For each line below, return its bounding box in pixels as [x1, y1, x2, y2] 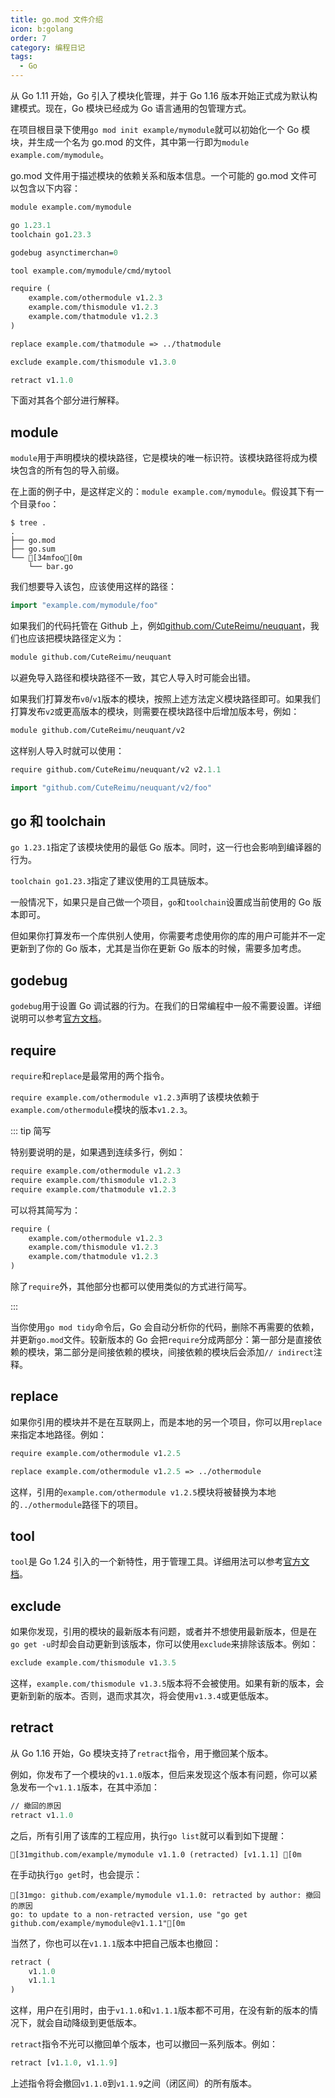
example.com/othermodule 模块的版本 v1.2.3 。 [10, 1104, 193, 1115]
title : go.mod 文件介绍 [10, 14, 103, 25]
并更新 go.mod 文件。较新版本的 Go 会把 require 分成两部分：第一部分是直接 [10, 1334, 313, 1345]
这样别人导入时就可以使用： [10, 744, 125, 756]
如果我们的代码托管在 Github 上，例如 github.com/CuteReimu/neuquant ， [10, 620, 311, 632]
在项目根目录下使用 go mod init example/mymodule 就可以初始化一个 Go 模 [10, 124, 311, 135]
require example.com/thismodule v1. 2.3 [10, 1175, 177, 1185]
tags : [10, 52, 33, 62]
